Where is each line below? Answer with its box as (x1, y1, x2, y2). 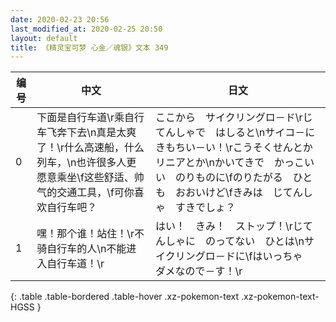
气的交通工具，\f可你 (36, 186, 135, 200)
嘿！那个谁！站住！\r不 (36, 227, 145, 241)
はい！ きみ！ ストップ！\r (155, 219, 293, 233)
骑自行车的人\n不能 (36, 242, 127, 256)
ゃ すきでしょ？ (155, 201, 237, 215)
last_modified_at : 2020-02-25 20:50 (10, 24, 163, 34)
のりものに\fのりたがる (175, 171, 283, 185)
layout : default (10, 33, 78, 43)
